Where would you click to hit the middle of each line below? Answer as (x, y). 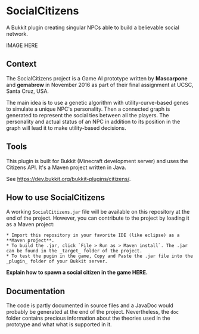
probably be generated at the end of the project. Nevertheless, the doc (92, 312)
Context (21, 64)
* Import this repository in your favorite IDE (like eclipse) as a (93, 235)
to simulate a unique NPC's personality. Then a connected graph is (88, 109)
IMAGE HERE (22, 45)
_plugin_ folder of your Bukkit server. (57, 261)
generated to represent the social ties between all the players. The (88, 115)
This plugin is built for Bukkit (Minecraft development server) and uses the (97, 161)
